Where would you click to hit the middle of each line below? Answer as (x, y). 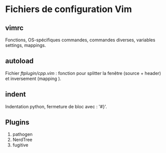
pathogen (22, 134)
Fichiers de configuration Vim (69, 9)
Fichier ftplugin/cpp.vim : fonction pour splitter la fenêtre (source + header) (83, 73)
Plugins (17, 123)
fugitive (20, 145)
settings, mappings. (26, 45)
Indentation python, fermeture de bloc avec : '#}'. (56, 106)
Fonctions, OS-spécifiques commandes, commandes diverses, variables (80, 40)
